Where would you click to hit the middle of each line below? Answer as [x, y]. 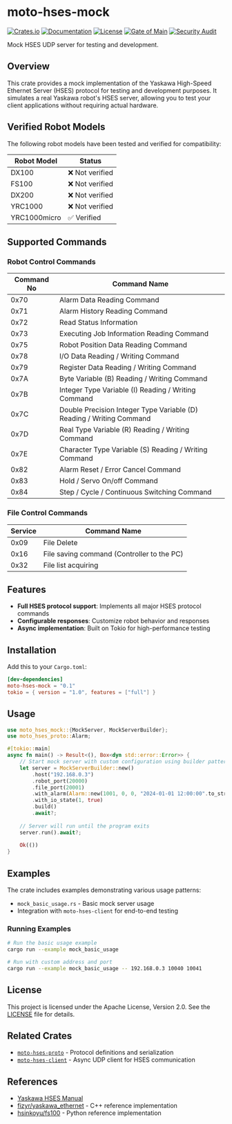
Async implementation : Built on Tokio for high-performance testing [114, 628]
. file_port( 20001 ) [58, 787]
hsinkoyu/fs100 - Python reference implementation [89, 1113]
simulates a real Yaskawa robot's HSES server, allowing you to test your [109, 98]
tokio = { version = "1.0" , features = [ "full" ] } [81, 692]
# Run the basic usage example [52, 943]
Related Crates [40, 1036]
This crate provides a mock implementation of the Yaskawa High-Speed [109, 83]
